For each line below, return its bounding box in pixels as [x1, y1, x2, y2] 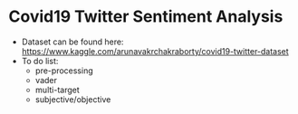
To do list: [21, 55, 59, 66]
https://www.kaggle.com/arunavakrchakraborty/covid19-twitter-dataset [21, 45, 289, 56]
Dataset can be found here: [21, 36, 124, 47]
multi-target [34, 84, 81, 95]
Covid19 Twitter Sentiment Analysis [8, 6, 284, 27]
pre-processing [34, 65, 93, 76]
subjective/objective [34, 93, 111, 105]
